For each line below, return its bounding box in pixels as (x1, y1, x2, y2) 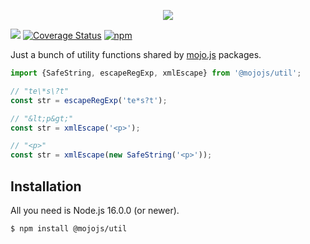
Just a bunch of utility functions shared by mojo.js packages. (10, 49, 262, 60)
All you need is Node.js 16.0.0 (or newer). (10, 204, 180, 216)
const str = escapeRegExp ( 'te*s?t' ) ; (10, 95, 168, 105)
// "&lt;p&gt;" (10, 113, 74, 124)
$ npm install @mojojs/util (10, 223, 128, 234)
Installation (10, 178, 82, 195)
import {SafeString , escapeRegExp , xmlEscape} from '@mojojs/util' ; (10, 68, 302, 78)
